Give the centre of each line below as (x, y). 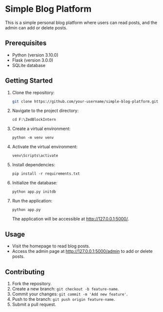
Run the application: (32, 201)
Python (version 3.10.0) (35, 55)
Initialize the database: (35, 183)
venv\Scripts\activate (35, 156)
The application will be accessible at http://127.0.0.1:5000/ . (71, 219)
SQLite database (29, 65)
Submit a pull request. (34, 305)
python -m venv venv (33, 138)
